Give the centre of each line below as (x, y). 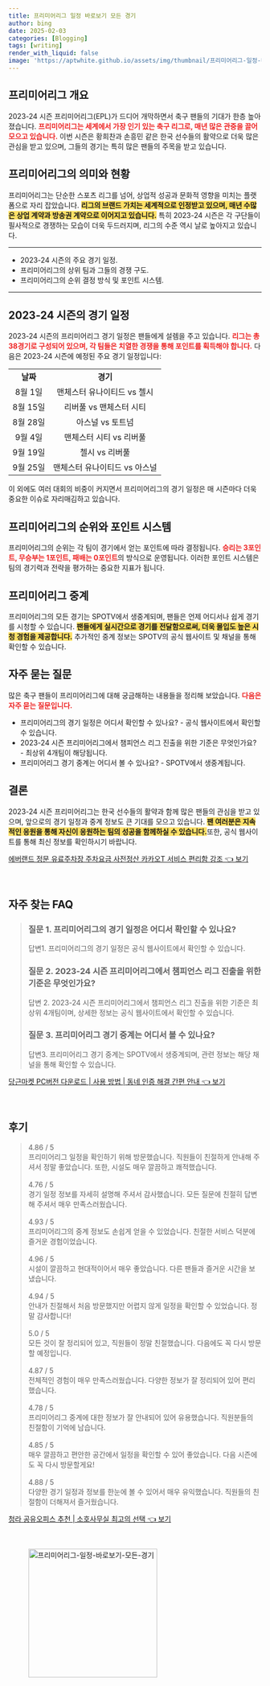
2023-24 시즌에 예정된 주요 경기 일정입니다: (92, 356)
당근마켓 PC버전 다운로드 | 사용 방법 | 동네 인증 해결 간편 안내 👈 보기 (117, 1081)
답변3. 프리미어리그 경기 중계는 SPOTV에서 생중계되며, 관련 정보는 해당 (139, 1054)
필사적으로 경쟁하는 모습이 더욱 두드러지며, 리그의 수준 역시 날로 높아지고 (122, 225)
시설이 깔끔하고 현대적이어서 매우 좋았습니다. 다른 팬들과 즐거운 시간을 (137, 1269)
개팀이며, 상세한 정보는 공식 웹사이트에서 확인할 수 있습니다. (141, 1012)
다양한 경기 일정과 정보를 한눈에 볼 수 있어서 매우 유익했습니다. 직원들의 (139, 1491)
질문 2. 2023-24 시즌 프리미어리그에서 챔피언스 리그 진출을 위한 (144, 972)
